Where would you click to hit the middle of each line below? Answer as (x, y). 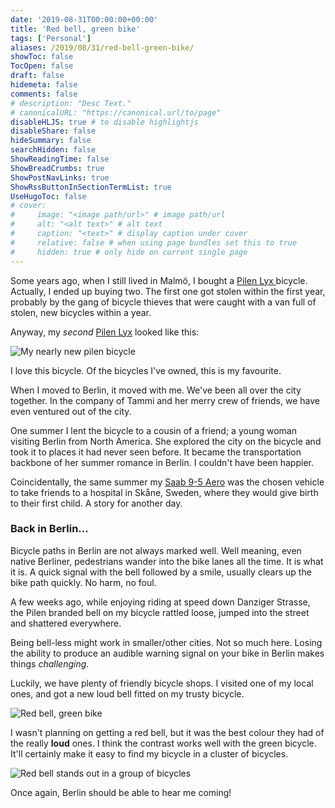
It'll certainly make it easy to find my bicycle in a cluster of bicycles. (149, 753)
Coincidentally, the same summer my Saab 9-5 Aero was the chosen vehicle (167, 482)
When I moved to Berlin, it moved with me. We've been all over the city (156, 390)
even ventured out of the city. (71, 411)
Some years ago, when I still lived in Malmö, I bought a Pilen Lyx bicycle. (159, 280)
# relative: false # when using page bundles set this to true (154, 242)
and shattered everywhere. (66, 623)
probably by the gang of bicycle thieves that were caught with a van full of (163, 302)
